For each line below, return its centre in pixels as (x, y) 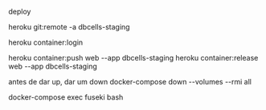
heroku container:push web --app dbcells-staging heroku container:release (133, 58)
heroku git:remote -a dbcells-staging (69, 27)
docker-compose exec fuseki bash (66, 97)
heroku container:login (46, 42)
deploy (20, 12)
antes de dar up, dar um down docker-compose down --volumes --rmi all (130, 82)
